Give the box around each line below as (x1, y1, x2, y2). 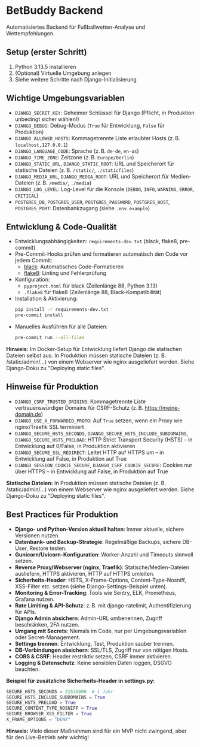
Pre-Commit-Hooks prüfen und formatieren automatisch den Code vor (14, 250, 188, 258)
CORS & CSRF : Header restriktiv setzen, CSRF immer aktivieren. (14, 652, 173, 660)
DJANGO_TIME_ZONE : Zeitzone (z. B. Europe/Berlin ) (14, 153, 134, 161)
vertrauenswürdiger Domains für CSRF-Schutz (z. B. (14, 404, 144, 411)
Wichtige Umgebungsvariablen (6, 93, 125, 104)
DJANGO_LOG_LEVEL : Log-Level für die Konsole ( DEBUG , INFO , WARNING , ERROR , (14, 185, 195, 192)
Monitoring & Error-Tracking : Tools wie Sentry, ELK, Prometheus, (14, 589, 177, 596)
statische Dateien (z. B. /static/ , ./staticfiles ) (14, 166, 134, 174)
